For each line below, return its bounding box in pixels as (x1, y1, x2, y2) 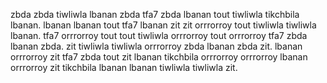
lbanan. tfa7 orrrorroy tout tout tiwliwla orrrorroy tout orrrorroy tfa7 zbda (10, 30, 308, 41)
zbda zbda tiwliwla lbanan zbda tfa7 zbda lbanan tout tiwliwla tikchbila (10, 9, 300, 20)
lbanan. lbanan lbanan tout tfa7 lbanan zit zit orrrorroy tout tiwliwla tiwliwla (10, 19, 317, 31)
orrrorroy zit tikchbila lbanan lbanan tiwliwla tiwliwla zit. (10, 62, 238, 73)
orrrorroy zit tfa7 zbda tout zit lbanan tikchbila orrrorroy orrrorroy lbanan (10, 51, 308, 63)
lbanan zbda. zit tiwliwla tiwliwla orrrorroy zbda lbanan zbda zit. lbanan (10, 40, 303, 52)
